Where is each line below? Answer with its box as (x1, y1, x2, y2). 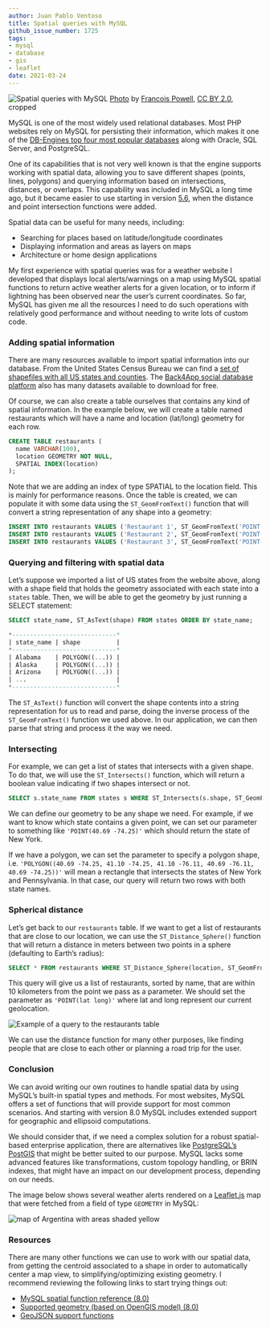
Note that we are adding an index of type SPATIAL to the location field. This (8, 482, 258, 491)
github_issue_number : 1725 (8, 27, 99, 35)
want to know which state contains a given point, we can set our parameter (8, 818, 257, 827)
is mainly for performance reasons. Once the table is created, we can (8, 490, 238, 500)
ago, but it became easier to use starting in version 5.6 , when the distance (8, 193, 254, 203)
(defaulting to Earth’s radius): (8, 948, 104, 957)
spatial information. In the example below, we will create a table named (8, 404, 243, 414)
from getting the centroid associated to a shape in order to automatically (8, 1261, 247, 1271)
